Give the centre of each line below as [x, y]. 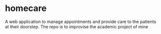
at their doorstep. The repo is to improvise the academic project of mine [77, 26]
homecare [26, 8]
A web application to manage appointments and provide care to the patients [80, 22]
